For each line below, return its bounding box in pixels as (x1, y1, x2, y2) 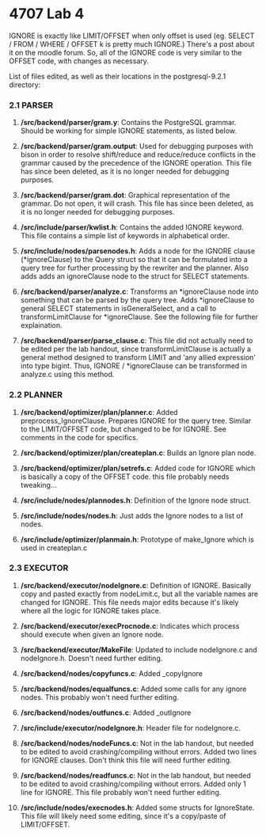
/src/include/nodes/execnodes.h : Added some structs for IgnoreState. (20, 803, 255, 812)
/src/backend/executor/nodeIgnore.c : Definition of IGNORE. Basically (20, 580, 252, 590)
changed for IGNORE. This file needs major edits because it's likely (20, 597, 239, 606)
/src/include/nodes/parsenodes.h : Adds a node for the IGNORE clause (20, 246, 256, 256)
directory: (9, 80, 41, 89)
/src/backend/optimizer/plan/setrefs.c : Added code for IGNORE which (20, 463, 256, 473)
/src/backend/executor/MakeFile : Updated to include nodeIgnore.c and (20, 644, 258, 654)
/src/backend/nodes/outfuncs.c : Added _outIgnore (20, 708, 192, 717)
